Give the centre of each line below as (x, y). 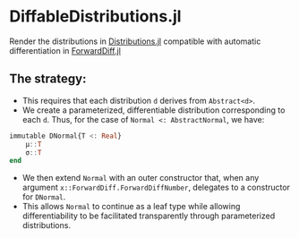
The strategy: (48, 79)
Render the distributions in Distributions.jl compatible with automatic (135, 41)
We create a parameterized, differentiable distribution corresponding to (154, 110)
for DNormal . (44, 197)
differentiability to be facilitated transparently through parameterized (149, 216)
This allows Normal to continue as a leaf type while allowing (131, 207)
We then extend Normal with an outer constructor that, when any (141, 178)
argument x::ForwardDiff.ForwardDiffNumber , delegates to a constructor (156, 187)
